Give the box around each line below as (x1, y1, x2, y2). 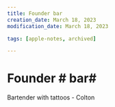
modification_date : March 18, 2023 (7, 23, 109, 29)
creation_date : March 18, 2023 (7, 16, 97, 23)
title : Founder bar (7, 10, 63, 17)
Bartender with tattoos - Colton (7, 93, 95, 102)
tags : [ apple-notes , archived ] (7, 35, 97, 42)
